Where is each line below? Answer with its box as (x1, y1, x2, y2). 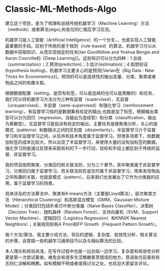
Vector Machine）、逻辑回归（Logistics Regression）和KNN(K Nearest (5, 215, 147, 221)
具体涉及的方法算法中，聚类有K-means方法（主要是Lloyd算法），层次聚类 (5, 190, 153, 197)
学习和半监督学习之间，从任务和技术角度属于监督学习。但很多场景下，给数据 (5, 133, 160, 139)
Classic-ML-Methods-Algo (5, 3, 117, 15)
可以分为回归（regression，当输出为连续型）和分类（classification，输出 (9, 114, 157, 121)
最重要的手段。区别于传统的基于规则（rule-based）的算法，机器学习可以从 (5, 43, 157, 49)
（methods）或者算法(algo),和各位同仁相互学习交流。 (5, 26, 114, 32)
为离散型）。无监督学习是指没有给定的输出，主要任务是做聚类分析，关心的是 (5, 121, 158, 126)
